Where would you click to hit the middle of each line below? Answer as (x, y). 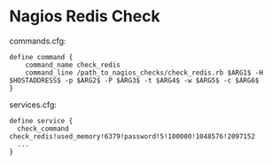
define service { (41, 121)
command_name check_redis (73, 65)
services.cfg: (33, 105)
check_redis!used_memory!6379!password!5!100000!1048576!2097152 (132, 136)
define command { (41, 57)
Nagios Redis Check (85, 16)
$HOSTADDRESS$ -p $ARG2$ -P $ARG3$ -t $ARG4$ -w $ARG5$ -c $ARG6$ (134, 80)
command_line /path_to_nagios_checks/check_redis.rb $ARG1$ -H (144, 73)
